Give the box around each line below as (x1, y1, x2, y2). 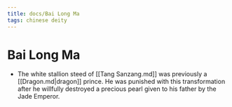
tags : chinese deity (7, 17, 68, 24)
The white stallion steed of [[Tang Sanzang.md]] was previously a (17, 70, 207, 78)
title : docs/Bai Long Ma (7, 10, 80, 17)
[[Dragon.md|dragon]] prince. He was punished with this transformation (17, 78, 226, 86)
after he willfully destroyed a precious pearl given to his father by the (17, 85, 217, 93)
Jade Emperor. (17, 92, 60, 101)
